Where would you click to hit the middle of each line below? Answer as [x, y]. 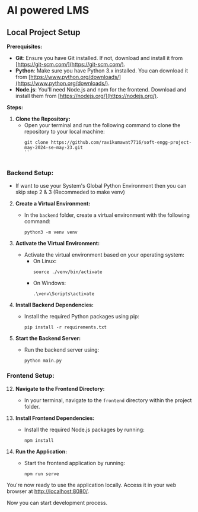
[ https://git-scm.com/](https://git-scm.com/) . [70, 64]
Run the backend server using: [62, 350]
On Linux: [45, 261]
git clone [36, 143]
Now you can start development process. [57, 502]
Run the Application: [41, 451]
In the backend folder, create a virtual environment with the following [107, 215]
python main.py [43, 361]
